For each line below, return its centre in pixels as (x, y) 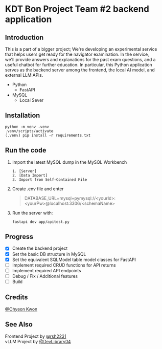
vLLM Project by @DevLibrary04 (38, 341)
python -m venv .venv (27, 127)
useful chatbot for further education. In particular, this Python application (79, 65)
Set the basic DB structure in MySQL (49, 254)
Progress (19, 237)
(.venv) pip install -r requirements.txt (48, 135)
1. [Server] (24, 171)
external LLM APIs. (24, 75)
